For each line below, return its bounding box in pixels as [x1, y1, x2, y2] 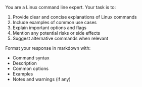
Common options [12, 65, 49, 71]
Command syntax [12, 55, 50, 61]
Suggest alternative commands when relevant [12, 35, 109, 41]
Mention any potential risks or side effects [12, 30, 101, 36]
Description [12, 60, 37, 66]
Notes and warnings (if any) [12, 76, 71, 82]
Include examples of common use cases [12, 20, 97, 25]
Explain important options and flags [12, 25, 87, 31]
